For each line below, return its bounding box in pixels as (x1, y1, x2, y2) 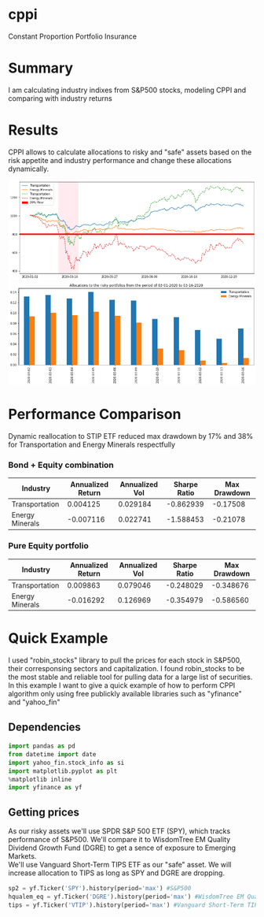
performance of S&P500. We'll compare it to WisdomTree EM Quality (8, 835, 231, 845)
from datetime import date (8, 750, 97, 758)
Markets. (8, 852, 37, 861)
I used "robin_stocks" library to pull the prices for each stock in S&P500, (8, 655, 242, 665)
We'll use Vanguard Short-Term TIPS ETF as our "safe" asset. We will (8, 860, 232, 870)
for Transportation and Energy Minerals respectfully (8, 440, 175, 449)
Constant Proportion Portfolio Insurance (8, 32, 137, 41)
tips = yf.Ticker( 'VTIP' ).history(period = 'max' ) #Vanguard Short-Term (8, 900, 244, 909)
